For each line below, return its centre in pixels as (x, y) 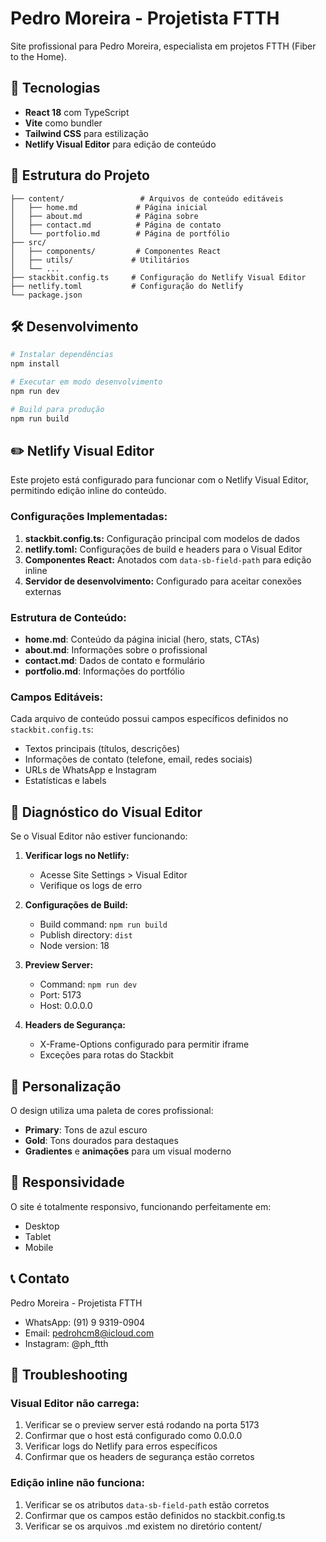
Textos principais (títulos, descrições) (102, 749)
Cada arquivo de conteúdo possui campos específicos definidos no (149, 719)
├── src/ (28, 242)
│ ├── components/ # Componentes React (116, 251)
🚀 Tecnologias (55, 88)
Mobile (39, 1247)
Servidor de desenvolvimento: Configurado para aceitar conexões (163, 581)
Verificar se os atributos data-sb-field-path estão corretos (147, 1504)
